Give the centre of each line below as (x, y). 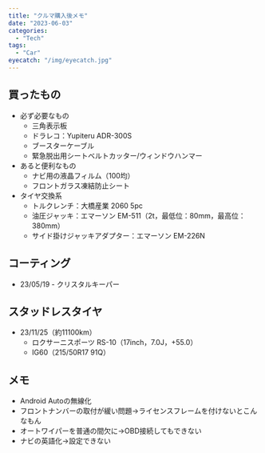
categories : (28, 30)
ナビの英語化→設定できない (65, 441)
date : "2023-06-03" (41, 23)
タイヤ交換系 (41, 195)
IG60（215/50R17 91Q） (71, 352)
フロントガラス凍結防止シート (81, 186)
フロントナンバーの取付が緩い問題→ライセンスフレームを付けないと (131, 411)
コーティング (40, 264)
